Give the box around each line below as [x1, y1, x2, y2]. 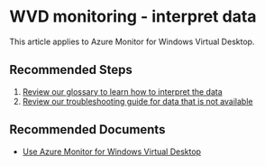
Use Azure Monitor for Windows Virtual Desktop [22, 146, 201, 157]
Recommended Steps [9, 62, 132, 78]
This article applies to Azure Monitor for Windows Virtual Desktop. [9, 36, 255, 47]
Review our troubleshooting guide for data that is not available [22, 96, 253, 106]
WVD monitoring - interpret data [9, 6, 257, 27]
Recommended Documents [9, 122, 166, 137]
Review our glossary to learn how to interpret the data [22, 86, 223, 97]
